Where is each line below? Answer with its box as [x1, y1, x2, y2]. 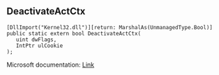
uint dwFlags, [15, 36, 57, 43]
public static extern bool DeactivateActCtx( [6, 30, 141, 37]
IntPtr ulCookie [15, 42, 63, 49]
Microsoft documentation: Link [6, 60, 95, 69]
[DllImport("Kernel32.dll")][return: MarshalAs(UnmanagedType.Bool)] [6, 24, 213, 31]
